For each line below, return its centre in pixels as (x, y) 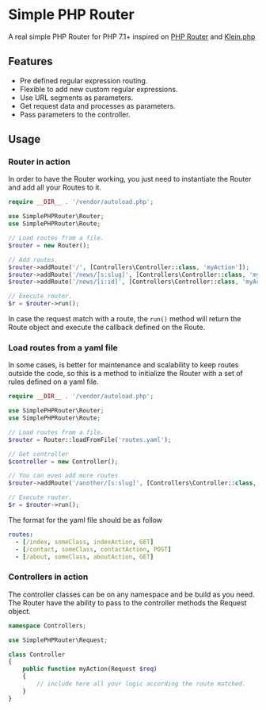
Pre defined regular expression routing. (84, 80)
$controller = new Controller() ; (63, 462)
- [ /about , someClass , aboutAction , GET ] (85, 557)
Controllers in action (48, 577)
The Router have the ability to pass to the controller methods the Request (127, 603)
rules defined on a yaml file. (53, 382)
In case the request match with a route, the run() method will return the (125, 319)
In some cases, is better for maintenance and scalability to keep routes (123, 365)
